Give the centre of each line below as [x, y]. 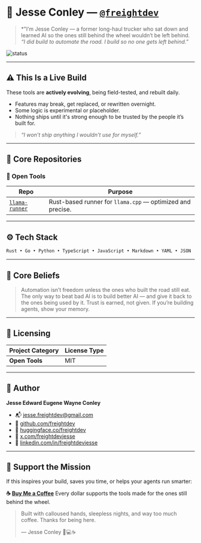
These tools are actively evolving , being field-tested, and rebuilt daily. [93, 92]
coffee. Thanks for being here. [58, 520]
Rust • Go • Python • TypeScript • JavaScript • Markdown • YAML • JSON [99, 251]
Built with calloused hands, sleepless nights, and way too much [99, 514]
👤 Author [23, 388]
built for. [25, 123]
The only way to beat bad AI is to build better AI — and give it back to [106, 296]
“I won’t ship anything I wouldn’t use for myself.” [81, 135]
